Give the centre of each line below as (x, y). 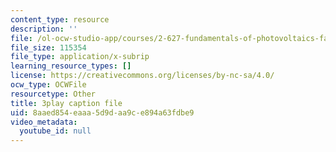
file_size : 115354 (48, 47)
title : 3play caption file (66, 103)
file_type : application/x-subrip (80, 57)
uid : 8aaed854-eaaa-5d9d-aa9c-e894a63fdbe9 (102, 112)
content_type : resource (60, 19)
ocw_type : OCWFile (48, 85)
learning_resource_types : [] (71, 66)
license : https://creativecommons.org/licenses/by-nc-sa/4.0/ (142, 76)
